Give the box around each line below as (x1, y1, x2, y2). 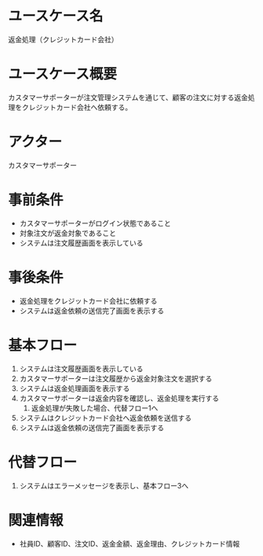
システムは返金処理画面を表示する (19, 383, 130, 393)
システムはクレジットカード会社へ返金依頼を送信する (19, 413, 192, 422)
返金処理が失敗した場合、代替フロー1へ (31, 403, 159, 413)
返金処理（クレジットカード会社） (8, 35, 119, 44)
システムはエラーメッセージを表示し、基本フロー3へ (19, 481, 189, 490)
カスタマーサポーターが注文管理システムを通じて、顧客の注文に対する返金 (8, 92, 249, 102)
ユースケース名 (8, 7, 104, 25)
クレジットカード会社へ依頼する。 (21, 102, 132, 112)
